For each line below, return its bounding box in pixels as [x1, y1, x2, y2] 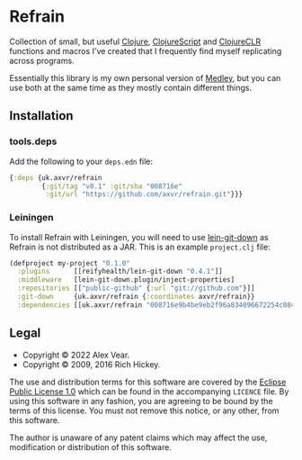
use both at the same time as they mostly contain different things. [9, 82, 253, 93]
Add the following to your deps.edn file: [9, 156, 154, 167]
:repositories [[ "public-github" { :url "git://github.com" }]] [17, 284, 255, 293]
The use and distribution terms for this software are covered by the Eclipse [9, 376, 287, 387]
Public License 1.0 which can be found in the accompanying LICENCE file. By [9, 385, 289, 397]
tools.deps [9, 135, 58, 148]
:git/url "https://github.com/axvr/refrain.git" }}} [45, 190, 244, 199]
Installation [9, 108, 74, 123]
